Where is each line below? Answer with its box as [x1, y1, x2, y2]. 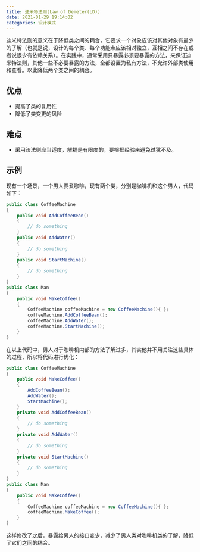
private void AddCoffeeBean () [17, 409, 92, 416]
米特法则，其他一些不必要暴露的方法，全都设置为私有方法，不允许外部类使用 [6, 59, 194, 66]
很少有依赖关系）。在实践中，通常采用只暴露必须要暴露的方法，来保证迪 [16, 52, 192, 59]
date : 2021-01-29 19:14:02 [6, 14, 73, 20]
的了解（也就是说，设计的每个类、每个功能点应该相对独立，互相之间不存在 [6, 44, 189, 51]
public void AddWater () [17, 235, 76, 241]
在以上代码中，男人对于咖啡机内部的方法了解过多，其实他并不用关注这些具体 [6, 346, 194, 353]
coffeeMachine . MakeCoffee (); [27, 509, 100, 515]
